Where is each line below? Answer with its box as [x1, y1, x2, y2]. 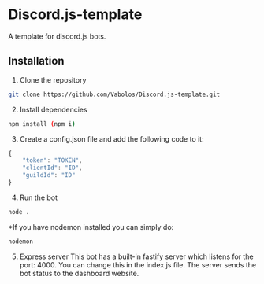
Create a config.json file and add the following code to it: [19, 134, 204, 143]
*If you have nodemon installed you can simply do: [8, 222, 174, 231]
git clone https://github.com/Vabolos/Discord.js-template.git [8, 90, 221, 98]
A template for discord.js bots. [8, 31, 106, 41]
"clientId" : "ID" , [22, 164, 83, 172]
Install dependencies [19, 105, 88, 114]
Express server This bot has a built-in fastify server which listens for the [19, 252, 254, 261]
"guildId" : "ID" [22, 172, 76, 179]
